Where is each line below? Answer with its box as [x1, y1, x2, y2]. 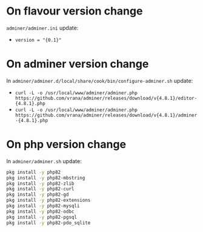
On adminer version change [6, 57, 149, 71]
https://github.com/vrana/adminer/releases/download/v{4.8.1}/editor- [15, 95, 198, 101]
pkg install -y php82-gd [6, 192, 69, 198]
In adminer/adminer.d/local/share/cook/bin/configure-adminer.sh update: [6, 77, 193, 84]
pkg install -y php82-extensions [6, 198, 91, 204]
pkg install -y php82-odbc [6, 208, 75, 214]
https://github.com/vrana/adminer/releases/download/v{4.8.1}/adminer [15, 112, 198, 118]
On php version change [6, 138, 126, 152]
